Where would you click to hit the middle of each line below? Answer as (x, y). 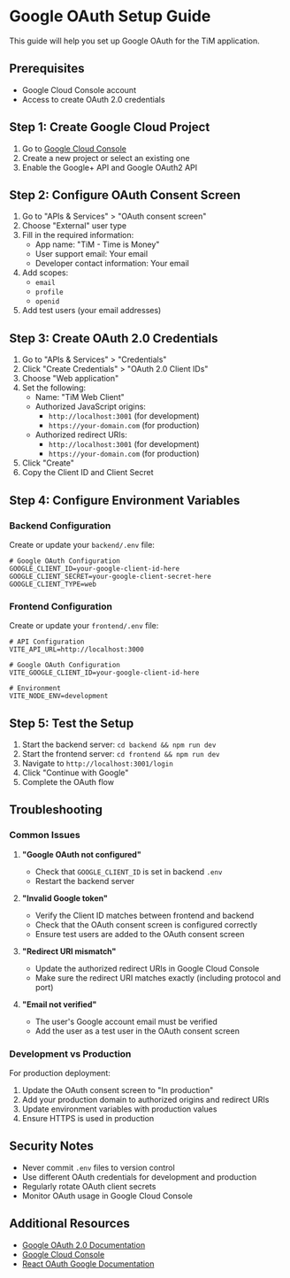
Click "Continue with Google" (75, 773)
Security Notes (52, 1147)
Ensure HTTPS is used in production (88, 1118)
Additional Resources (69, 1224)
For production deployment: (60, 1073)
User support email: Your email (92, 254)
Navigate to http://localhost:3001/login (98, 763)
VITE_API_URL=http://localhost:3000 (76, 650)
